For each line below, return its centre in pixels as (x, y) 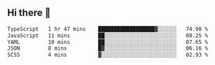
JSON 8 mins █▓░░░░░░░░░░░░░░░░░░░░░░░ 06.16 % (108, 49)
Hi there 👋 (29, 13)
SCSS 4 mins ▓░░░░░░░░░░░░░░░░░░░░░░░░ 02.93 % (108, 55)
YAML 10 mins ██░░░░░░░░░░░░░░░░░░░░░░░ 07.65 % (108, 42)
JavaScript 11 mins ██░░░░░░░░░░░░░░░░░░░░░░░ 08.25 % (108, 36)
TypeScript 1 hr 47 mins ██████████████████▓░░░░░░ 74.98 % (108, 29)
